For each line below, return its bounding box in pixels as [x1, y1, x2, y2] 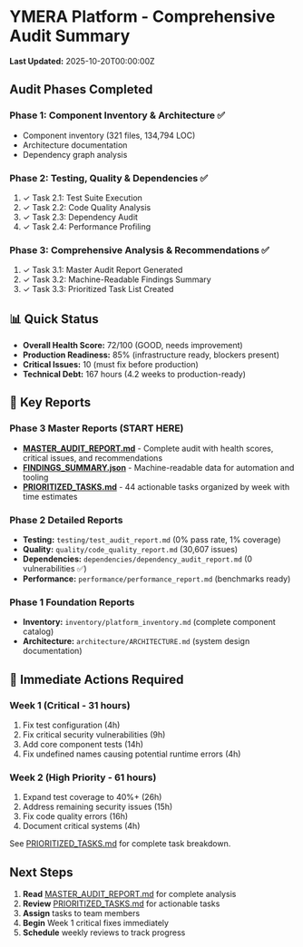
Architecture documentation [22, 139, 128, 151]
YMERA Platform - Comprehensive [9, 6, 276, 27]
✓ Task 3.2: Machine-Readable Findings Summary [22, 274, 211, 285]
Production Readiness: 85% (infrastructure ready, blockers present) [22, 349, 279, 360]
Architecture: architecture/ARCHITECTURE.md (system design [22, 636, 250, 647]
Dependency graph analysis [22, 149, 128, 160]
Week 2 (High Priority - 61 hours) [9, 771, 157, 784]
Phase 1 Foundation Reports [9, 596, 135, 609]
